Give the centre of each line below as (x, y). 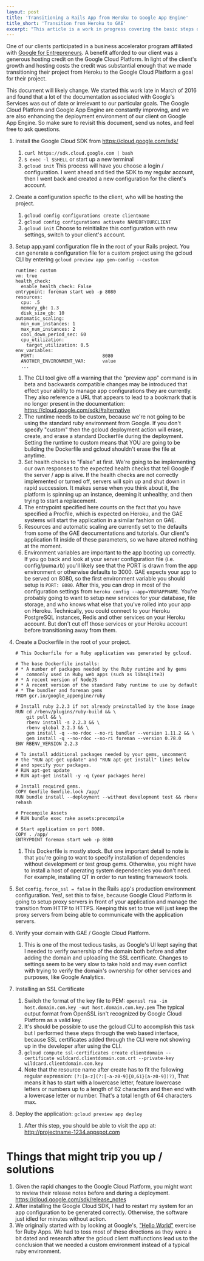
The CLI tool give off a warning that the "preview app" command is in (110, 378)
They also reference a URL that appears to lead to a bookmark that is (110, 397)
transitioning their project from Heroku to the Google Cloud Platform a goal (100, 72)
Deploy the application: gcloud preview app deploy (79, 1114)
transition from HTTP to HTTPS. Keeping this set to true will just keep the (106, 908)
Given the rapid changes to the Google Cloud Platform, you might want (104, 1187)
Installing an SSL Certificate (50, 989)
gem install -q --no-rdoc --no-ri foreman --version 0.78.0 (104, 739)
